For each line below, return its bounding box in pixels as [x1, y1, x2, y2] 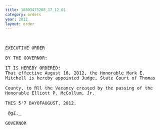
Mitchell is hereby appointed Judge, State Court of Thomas [5, 75, 156, 81]
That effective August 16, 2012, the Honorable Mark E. [5, 70, 145, 76]
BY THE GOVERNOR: [5, 55, 47, 61]
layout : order [5, 21, 35, 27]
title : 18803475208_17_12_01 [5, 7, 66, 13]
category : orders [5, 12, 41, 17]
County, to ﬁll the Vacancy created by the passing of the [5, 85, 153, 91]
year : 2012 [5, 17, 28, 22]
